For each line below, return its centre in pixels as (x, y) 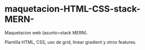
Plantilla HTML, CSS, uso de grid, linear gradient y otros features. (71, 42)
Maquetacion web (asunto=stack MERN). (46, 33)
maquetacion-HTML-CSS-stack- (72, 9)
